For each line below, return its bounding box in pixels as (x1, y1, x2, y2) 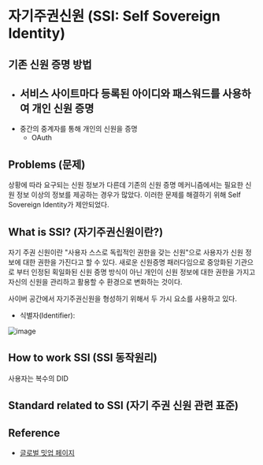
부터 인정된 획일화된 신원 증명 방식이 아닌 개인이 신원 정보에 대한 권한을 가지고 (16, 267, 256, 277)
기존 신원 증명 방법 (8, 58, 92, 71)
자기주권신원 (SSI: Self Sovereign (8, 7, 220, 25)
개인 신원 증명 (31, 102, 94, 115)
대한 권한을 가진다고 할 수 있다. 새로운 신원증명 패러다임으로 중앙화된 (22, 258, 233, 267)
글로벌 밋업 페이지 (19, 448, 75, 458)
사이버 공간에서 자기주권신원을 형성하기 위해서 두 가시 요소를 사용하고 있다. (8, 294, 238, 303)
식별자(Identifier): (19, 311, 76, 320)
